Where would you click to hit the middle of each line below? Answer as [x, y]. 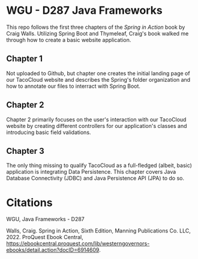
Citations [29, 203]
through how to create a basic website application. [69, 40]
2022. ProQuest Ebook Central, [45, 237]
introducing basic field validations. [49, 132]
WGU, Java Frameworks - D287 [46, 219]
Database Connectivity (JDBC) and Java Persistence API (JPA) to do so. [95, 178]
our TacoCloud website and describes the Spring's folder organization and [98, 79]
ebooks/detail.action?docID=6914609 [53, 250]
